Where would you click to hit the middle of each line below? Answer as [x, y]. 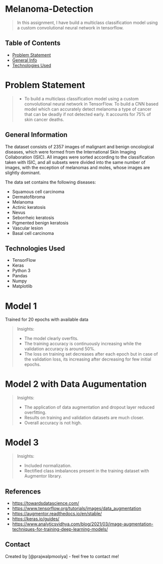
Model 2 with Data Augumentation [76, 384]
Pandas [20, 276]
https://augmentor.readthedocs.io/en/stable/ [57, 513]
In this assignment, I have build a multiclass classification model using [87, 23]
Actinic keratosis [29, 207]
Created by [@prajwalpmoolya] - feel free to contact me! [62, 556]
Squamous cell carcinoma [38, 191]
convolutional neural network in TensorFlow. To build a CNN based [91, 104]
